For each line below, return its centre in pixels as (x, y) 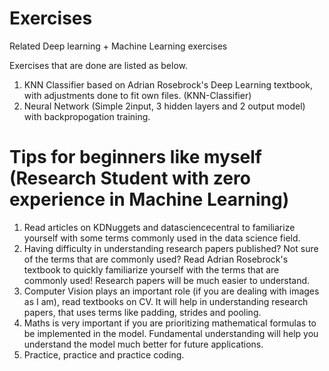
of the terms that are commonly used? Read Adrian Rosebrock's (156, 259)
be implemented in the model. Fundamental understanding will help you (171, 333)
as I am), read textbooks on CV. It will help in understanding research (166, 301)
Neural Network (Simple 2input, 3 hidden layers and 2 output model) (164, 106)
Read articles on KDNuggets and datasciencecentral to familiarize (159, 227)
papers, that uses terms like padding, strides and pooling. (142, 312)
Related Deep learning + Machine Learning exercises (118, 46)
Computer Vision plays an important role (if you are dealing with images (171, 291)
